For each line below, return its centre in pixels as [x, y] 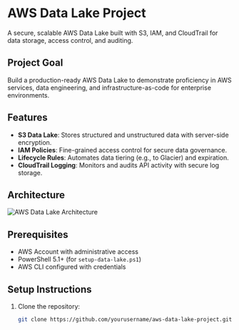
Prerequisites [38, 234]
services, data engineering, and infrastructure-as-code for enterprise [110, 88]
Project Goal [35, 63]
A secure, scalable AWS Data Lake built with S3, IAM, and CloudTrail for [113, 33]
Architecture [36, 195]
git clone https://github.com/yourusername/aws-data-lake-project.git [125, 319]
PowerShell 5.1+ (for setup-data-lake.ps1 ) [79, 259]
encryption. [35, 142]
